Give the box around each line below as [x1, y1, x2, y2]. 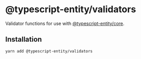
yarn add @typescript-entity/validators [5, 48, 93, 54]
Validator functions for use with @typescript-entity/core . [5, 20, 125, 26]
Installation [5, 35, 42, 44]
